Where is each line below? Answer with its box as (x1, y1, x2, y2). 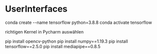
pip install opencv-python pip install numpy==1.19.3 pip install (5, 38, 128, 44)
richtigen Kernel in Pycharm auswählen (5, 29, 84, 35)
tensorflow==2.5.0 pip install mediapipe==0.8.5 (5, 43, 101, 49)
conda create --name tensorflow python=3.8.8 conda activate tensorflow (5, 19, 152, 25)
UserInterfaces (5, 3, 68, 15)
